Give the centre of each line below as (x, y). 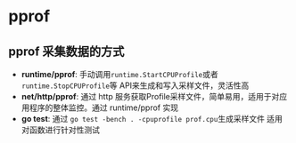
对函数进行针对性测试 (60, 130)
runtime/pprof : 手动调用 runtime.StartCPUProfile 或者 (120, 74)
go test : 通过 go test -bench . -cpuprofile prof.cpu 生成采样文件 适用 (152, 119)
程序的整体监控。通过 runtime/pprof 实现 (104, 107)
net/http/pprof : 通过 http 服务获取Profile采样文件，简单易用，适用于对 (150, 96)
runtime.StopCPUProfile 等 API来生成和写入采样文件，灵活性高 (135, 85)
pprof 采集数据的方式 (66, 51)
